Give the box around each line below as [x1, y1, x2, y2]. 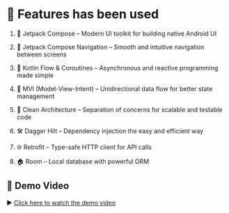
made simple [16, 71, 54, 79]
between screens [16, 50, 67, 58]
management [16, 92, 55, 100]
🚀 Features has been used [6, 6, 159, 22]
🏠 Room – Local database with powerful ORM [16, 157, 150, 166]
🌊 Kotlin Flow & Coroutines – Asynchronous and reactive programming [16, 63, 219, 72]
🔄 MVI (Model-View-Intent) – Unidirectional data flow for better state [16, 84, 213, 93]
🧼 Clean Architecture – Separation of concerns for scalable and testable [16, 105, 223, 113]
